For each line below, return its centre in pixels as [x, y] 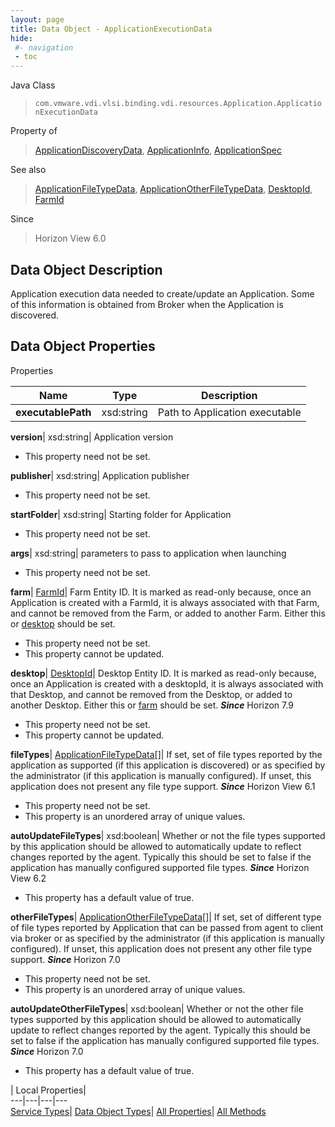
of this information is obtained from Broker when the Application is [147, 304]
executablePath [53, 412]
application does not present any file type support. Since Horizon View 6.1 [163, 786]
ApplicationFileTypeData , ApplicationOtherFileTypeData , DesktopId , [173, 189]
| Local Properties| [48, 1090]
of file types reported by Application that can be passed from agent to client [167, 927]
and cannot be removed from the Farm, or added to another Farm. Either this [168, 613]
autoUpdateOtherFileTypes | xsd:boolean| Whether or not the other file [157, 1008]
